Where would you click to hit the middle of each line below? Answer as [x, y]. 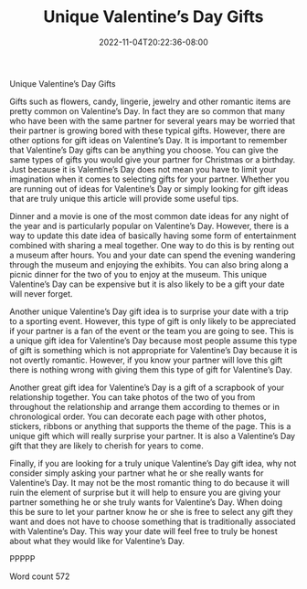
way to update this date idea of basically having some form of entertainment [153, 236]
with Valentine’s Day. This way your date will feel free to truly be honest [144, 531]
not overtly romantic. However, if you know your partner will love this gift [146, 360]
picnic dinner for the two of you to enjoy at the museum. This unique [138, 274]
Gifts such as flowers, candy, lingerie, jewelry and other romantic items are [150, 101]
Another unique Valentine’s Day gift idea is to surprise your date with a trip [149, 311]
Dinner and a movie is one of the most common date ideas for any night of [149, 216]
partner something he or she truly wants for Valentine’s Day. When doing [146, 502]
